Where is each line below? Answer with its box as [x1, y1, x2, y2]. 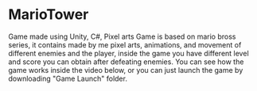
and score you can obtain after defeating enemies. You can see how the [8, 57, 244, 66]
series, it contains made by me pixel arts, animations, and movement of [8, 40, 242, 49]
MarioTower [8, 6, 89, 24]
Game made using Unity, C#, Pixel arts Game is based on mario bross [8, 32, 236, 41]
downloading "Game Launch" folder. [8, 74, 127, 83]
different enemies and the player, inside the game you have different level [8, 48, 249, 58]
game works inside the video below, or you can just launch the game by [8, 65, 243, 74]
